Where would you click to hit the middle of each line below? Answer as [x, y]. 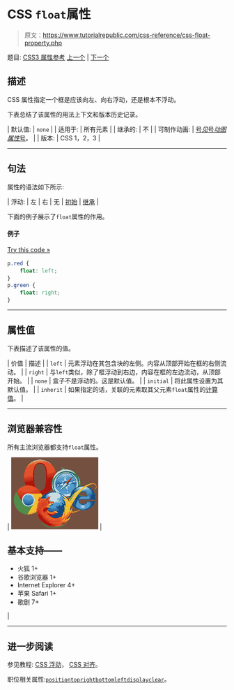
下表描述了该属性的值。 [41, 348]
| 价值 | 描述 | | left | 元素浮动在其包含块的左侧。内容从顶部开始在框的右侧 [114, 363]
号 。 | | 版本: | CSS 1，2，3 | [60, 138]
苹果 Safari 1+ [37, 594]
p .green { [22, 286]
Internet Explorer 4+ [46, 585]
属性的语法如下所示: [36, 186]
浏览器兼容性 [35, 429]
